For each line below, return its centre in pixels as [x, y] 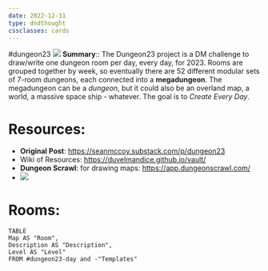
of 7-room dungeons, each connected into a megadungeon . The [115, 80]
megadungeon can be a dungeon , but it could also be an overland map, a [129, 88]
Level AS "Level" [37, 253]
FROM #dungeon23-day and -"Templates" [73, 259]
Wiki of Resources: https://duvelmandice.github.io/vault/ [113, 160]
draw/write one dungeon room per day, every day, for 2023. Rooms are [126, 63]
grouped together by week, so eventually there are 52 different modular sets [134, 71]
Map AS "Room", [34, 238]
